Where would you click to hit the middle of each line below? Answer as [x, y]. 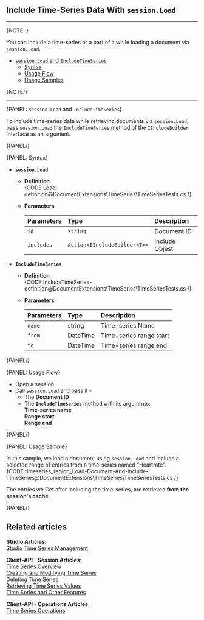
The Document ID [46, 397]
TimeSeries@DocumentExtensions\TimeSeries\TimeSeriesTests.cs [90, 477]
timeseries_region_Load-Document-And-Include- [87, 471]
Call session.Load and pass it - [53, 390]
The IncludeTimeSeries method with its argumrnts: [87, 403]
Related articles [36, 527]
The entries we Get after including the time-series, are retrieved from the [98, 489]
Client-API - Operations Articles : [48, 604]
